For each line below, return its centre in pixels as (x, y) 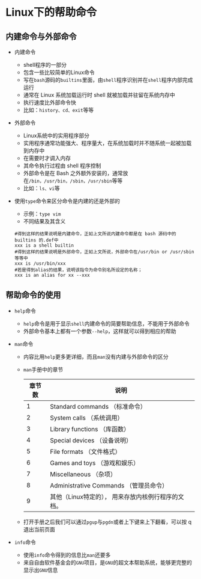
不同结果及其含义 (44, 221)
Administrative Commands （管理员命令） (109, 485)
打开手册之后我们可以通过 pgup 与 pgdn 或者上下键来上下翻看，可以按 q (107, 522)
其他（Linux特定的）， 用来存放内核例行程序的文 (117, 497)
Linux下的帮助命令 (51, 12)
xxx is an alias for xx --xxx (52, 275)
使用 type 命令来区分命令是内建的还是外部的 (67, 201)
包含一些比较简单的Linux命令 (59, 72)
